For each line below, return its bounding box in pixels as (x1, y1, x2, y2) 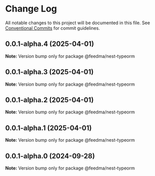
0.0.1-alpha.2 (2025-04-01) (5, 95, 94, 104)
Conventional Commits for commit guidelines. (5, 25, 100, 31)
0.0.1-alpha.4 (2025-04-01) (5, 40, 94, 48)
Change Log (5, 3, 57, 15)
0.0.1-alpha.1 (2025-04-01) (5, 124, 92, 132)
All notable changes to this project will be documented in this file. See (5, 20, 150, 26)
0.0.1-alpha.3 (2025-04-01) (5, 68, 94, 76)
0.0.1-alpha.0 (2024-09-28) (5, 152, 95, 160)
